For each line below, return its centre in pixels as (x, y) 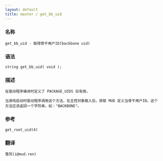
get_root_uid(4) (21, 130)
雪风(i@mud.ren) (21, 154)
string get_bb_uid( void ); (34, 67)
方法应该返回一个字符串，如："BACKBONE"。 (43, 106)
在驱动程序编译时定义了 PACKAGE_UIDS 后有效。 (47, 91)
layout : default (21, 10)
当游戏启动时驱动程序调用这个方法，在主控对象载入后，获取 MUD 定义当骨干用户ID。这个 (81, 101)
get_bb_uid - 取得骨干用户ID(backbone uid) (47, 43)
